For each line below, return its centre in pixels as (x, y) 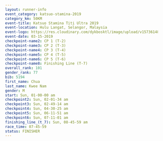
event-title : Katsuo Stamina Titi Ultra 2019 (52, 23)
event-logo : (17, 32)
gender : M (15, 91)
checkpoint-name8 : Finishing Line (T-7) (47, 63)
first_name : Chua (23, 81)
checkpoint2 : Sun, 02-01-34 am (37, 100)
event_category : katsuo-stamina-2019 (43, 14)
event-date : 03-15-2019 (29, 37)
